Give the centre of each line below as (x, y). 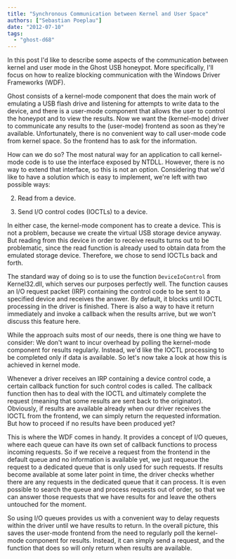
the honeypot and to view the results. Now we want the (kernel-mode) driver (118, 119)
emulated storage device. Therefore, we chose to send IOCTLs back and (112, 256)
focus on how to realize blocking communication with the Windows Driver (114, 75)
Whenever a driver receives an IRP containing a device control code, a (109, 379)
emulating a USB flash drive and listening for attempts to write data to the (113, 103)
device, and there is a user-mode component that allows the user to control (116, 111)
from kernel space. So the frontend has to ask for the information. (102, 141)
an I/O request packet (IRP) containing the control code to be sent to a (109, 291)
